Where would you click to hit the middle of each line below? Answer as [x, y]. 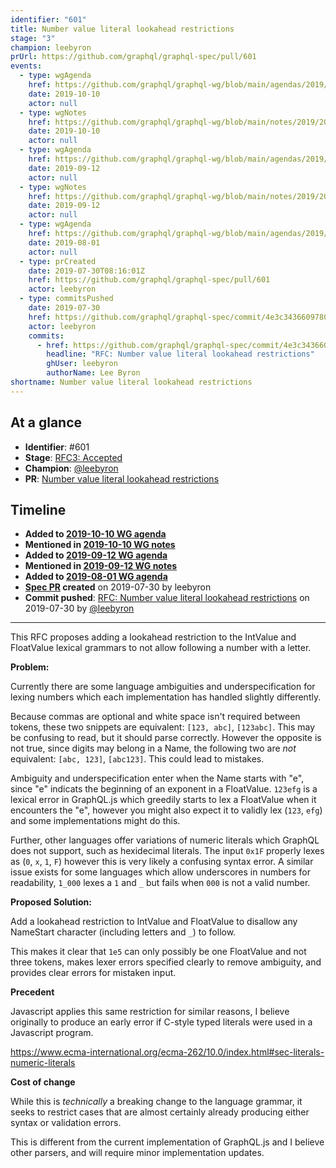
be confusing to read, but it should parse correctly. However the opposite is [166, 738]
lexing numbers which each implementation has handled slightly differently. [166, 697]
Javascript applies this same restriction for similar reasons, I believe [150, 1012]
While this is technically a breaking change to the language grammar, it [156, 1102]
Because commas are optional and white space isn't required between [155, 717]
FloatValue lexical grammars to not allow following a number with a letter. [161, 648]
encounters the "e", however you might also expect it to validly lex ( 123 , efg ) [166, 810]
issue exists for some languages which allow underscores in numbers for [160, 872]
